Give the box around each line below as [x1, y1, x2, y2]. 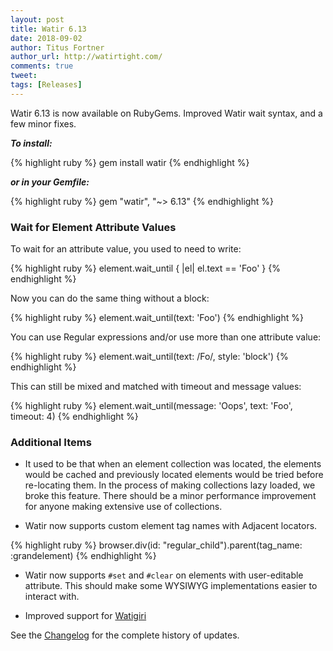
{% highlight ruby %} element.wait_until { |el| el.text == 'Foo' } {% [10, 262, 281, 275]
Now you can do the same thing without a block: [10, 292, 210, 305]
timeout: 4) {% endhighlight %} [10, 411, 139, 423]
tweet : [10, 71, 38, 81]
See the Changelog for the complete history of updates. [10, 629, 240, 641]
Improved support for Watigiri [24, 610, 147, 622]
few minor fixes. [10, 117, 77, 130]
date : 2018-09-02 [10, 33, 83, 43]
